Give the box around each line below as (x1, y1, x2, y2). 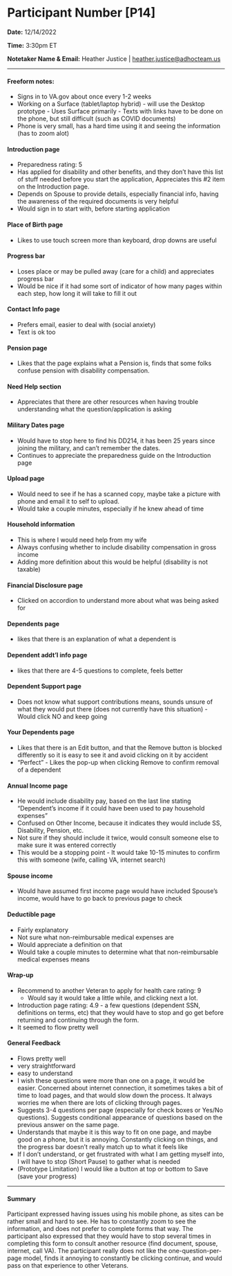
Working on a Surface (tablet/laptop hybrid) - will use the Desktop (17, 100, 205, 108)
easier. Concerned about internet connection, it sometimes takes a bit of (17, 1084, 223, 1092)
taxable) (17, 565, 41, 573)
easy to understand (17, 1069, 73, 1077)
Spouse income (7, 871, 53, 880)
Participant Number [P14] (7, 5, 156, 21)
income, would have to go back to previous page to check (17, 894, 183, 903)
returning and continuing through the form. (17, 1016, 139, 1024)
